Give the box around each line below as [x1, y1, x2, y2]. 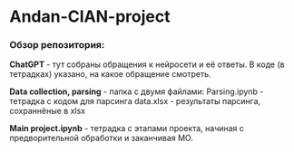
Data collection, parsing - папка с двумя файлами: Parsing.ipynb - [9, 86, 264, 97]
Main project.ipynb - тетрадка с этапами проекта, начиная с [9, 123, 245, 134]
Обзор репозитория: [9, 39, 105, 52]
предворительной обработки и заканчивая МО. [9, 133, 193, 144]
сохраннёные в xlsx [9, 106, 86, 117]
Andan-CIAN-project [9, 6, 171, 27]
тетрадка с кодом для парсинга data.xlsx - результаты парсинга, [9, 96, 261, 107]
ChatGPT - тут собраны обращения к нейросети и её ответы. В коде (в [9, 59, 285, 70]
